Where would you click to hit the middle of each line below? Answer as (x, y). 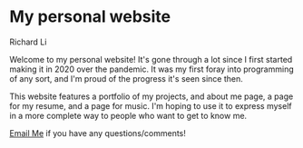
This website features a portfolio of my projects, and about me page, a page (151, 96)
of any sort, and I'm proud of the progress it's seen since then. (126, 78)
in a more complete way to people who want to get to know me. (128, 115)
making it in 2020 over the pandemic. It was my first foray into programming (151, 69)
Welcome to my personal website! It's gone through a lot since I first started (151, 59)
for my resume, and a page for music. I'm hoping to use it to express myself (151, 105)
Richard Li (28, 42)
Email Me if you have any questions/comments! (98, 133)
